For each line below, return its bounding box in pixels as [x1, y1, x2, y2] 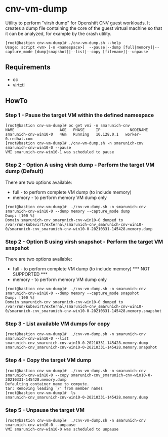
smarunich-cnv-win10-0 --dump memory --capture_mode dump [5, 209, 130, 214]
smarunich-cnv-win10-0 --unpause [5, 422, 76, 427]
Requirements [5, 63, 51, 71]
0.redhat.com [5, 136, 33, 142]
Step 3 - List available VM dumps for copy [5, 320, 110, 327]
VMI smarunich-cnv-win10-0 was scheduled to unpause [5, 426, 119, 432]
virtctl [12, 82, 25, 88]
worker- [125, 132, 142, 137]
